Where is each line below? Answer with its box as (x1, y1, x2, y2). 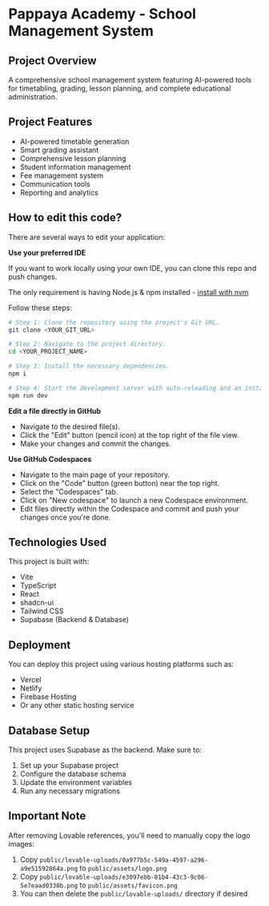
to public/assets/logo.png (79, 863, 167, 872)
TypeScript (19, 580, 57, 590)
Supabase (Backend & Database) (19, 615, 130, 625)
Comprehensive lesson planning (19, 153, 126, 163)
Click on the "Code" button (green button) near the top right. (19, 478, 220, 487)
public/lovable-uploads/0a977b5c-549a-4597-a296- (39, 855, 208, 864)
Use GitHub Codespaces (8, 454, 92, 463)
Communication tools (19, 179, 90, 188)
